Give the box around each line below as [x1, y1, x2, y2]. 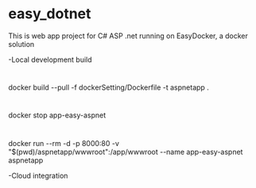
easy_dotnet [8, 5, 91, 23]
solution [8, 39, 35, 48]
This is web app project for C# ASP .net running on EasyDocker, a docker [8, 31, 248, 40]
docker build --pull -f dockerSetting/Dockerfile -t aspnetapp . [8, 82, 209, 92]
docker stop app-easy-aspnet [8, 110, 107, 120]
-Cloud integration [8, 171, 68, 180]
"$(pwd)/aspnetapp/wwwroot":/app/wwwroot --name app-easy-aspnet [8, 147, 243, 156]
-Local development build [8, 55, 93, 64]
